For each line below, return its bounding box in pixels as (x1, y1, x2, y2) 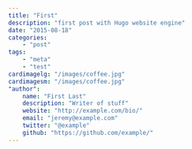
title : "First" (8, 11, 58, 20)
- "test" (22, 63, 51, 71)
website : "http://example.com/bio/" (22, 107, 144, 115)
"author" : (8, 84, 41, 93)
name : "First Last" (22, 92, 87, 100)
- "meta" (22, 56, 51, 64)
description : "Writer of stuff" (22, 99, 129, 107)
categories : (8, 33, 47, 42)
